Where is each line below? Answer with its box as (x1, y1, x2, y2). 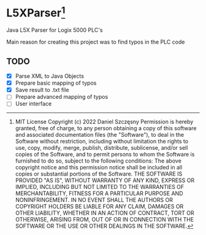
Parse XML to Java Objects (15, 72, 85, 80)
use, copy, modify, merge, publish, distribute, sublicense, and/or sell (15, 144, 188, 152)
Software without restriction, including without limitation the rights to (15, 137, 189, 145)
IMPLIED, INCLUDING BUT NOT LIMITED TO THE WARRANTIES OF (15, 183, 185, 191)
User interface (15, 100, 52, 107)
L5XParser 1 (6, 4, 66, 20)
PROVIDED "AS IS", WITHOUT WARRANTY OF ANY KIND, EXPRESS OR (15, 177, 195, 184)
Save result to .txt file (15, 87, 69, 94)
